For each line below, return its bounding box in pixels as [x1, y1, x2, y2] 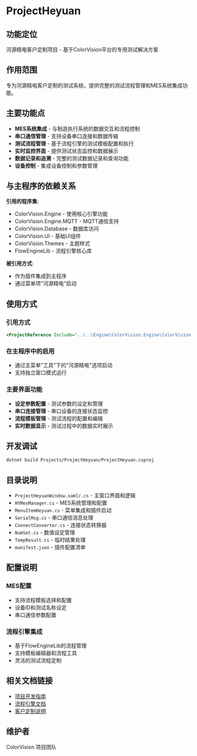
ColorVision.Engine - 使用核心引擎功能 [14, 210, 108, 217]
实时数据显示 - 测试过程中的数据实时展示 [14, 422, 114, 429]
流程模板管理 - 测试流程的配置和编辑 [14, 414, 103, 422]
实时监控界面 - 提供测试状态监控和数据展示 [14, 147, 119, 155]
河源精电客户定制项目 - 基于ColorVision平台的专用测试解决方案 [6, 46, 159, 53]
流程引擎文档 [14, 700, 46, 707]
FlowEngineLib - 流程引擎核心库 [14, 247, 93, 255]
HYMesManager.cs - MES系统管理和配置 [14, 499, 107, 507]
